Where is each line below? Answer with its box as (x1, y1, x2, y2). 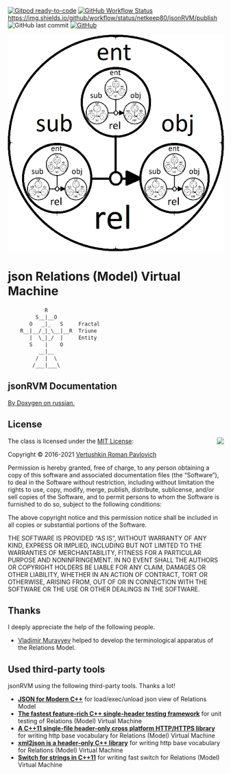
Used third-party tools (8, 663, 106, 675)
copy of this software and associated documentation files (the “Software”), (8, 470, 219, 479)
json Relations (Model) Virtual (8, 269, 181, 284)
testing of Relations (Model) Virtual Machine (17, 717, 143, 725)
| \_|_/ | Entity (29, 334, 97, 341)
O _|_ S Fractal (29, 320, 100, 328)
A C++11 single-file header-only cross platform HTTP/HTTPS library (17, 725, 215, 733)
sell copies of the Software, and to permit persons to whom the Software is (8, 492, 220, 501)
